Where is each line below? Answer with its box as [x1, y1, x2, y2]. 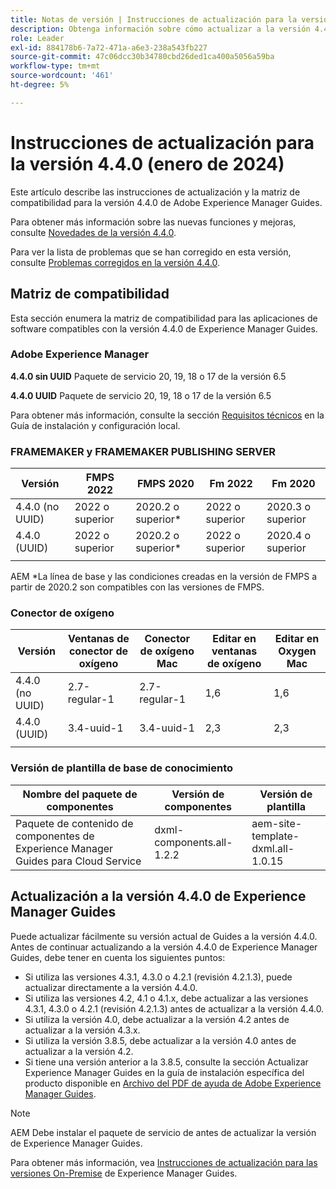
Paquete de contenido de [15, 816, 134, 830]
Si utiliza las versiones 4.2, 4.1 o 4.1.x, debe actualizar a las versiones [24, 992, 309, 1004]
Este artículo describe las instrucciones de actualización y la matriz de [10, 186, 301, 198]
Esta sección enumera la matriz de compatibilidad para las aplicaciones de [10, 312, 318, 324]
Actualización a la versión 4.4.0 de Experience [10, 888, 307, 905]
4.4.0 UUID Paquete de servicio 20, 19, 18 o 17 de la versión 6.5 [10, 389, 272, 401]
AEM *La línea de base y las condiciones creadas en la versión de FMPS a [10, 571, 318, 583]
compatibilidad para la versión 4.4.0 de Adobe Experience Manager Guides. [10, 196, 323, 208]
